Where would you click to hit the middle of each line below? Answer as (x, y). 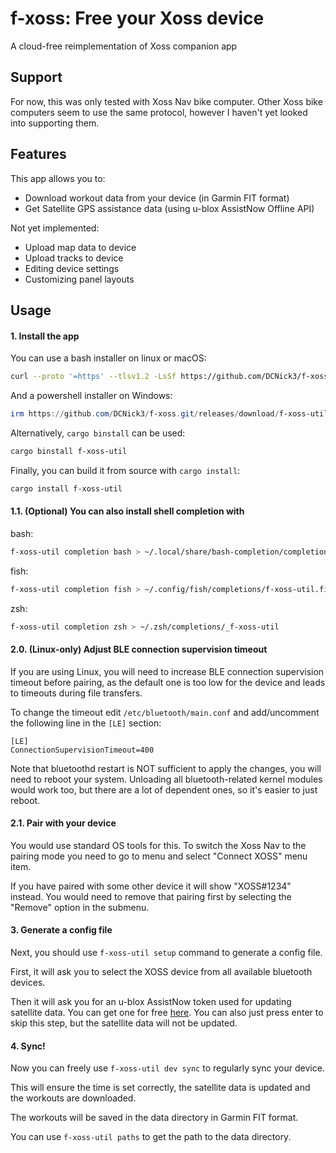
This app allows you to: (58, 178)
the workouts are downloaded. (73, 1098)
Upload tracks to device (74, 258)
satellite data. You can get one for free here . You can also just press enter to (167, 1013)
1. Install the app (45, 336)
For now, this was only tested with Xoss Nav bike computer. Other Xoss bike (166, 101)
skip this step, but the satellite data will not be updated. (124, 1023)
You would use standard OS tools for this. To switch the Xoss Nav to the (158, 845)
